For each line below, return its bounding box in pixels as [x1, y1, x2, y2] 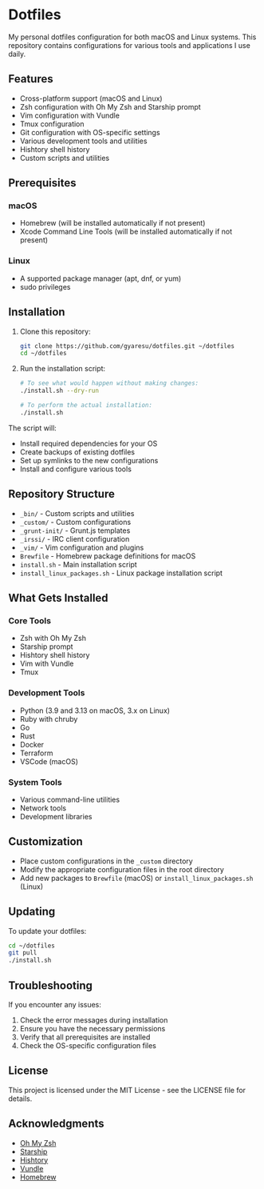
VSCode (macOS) [19, 756, 78, 766]
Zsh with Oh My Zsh [19, 634, 86, 643]
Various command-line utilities [19, 795, 120, 804]
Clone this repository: [19, 326, 91, 336]
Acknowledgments [8, 1117, 105, 1131]
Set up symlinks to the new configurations [19, 455, 159, 465]
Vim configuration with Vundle [19, 110, 120, 120]
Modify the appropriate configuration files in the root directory [19, 864, 225, 874]
